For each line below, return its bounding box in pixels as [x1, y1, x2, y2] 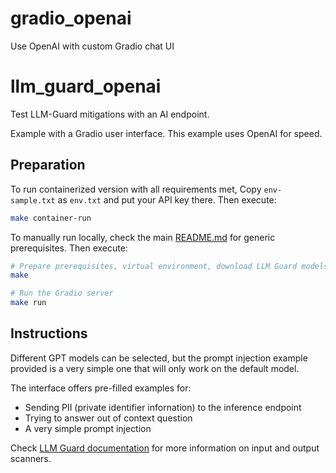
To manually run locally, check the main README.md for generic [10, 231, 276, 243]
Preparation [10, 157, 86, 174]
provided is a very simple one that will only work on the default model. [10, 362, 300, 374]
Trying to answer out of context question [24, 412, 193, 424]
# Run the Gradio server [10, 288, 114, 299]
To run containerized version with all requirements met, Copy [10, 183, 262, 195]
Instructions [10, 325, 88, 342]
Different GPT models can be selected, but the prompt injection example [10, 352, 308, 364]
